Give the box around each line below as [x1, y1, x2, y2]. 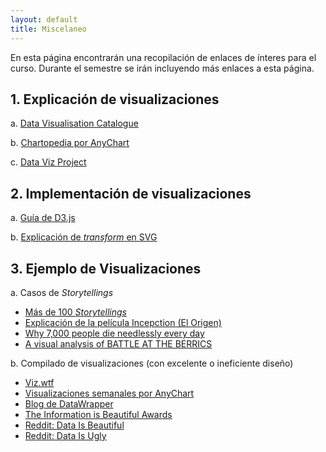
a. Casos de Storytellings [10, 286, 114, 298]
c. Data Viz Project [10, 156, 87, 168]
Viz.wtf [24, 376, 55, 388]
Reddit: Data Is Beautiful [24, 419, 125, 431]
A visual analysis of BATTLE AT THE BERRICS [24, 337, 213, 350]
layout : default [10, 14, 78, 25]
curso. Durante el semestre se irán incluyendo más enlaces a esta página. [10, 62, 315, 74]
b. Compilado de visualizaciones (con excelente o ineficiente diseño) [10, 357, 294, 369]
